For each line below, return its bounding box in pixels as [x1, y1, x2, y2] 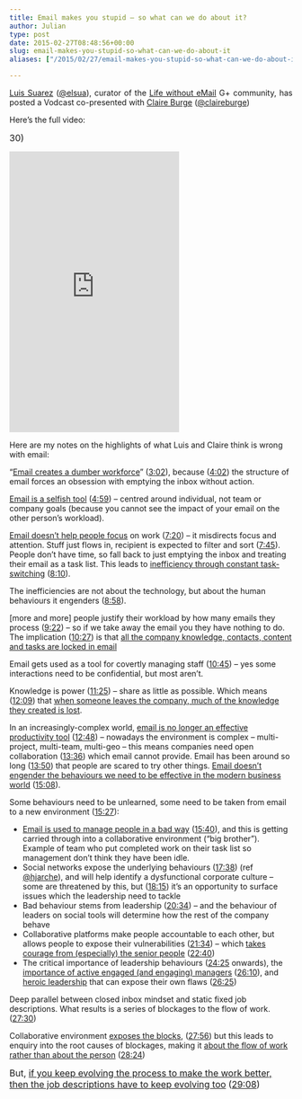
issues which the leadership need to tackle [22, 891, 182, 901]
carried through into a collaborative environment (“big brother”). [22, 833, 261, 844]
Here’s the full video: [9, 114, 85, 125]
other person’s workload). [9, 513, 105, 523]
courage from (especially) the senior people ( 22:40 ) [22, 948, 216, 958]
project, [9, 741, 39, 751]
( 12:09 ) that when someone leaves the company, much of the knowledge [9, 696, 280, 705]
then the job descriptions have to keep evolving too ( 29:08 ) [9, 1078, 261, 1090]
